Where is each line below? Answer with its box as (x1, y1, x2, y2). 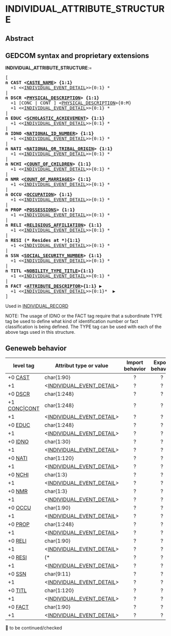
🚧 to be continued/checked (5, 625, 63, 631)
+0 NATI (8, 455, 28, 462)
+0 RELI (8, 537, 27, 544)
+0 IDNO (8, 438, 29, 445)
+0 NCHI (8, 471, 29, 478)
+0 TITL (8, 587, 27, 594)
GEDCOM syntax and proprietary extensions (5, 51, 149, 60)
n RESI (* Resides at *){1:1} (5, 238, 81, 243)
